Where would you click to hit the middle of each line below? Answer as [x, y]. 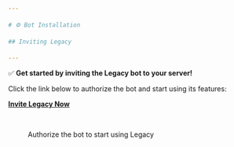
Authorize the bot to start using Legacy [91, 134]
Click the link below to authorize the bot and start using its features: [117, 89]
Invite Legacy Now [39, 104]
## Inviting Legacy [40, 42]
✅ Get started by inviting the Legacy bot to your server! [101, 73]
